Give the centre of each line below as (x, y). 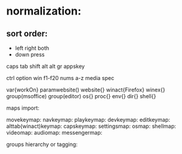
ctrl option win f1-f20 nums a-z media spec (60, 78)
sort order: (27, 34)
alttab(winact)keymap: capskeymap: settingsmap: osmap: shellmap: (91, 126)
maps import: (23, 108)
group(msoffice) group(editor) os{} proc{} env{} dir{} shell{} (81, 96)
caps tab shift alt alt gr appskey (45, 66)
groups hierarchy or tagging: (42, 144)
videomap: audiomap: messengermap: (54, 132)
